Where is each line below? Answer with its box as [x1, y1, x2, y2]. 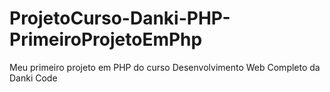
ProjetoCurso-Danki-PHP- [9, 7, 231, 30]
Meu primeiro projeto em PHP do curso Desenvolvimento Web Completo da [9, 61, 321, 73]
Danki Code [9, 72, 58, 84]
